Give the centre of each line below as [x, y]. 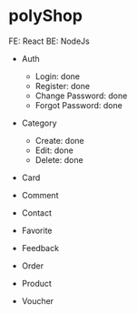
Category [39, 123]
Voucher [38, 300]
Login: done [58, 76]
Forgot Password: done [79, 105]
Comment [40, 195]
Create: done [59, 140]
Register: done [63, 86]
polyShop [46, 16]
